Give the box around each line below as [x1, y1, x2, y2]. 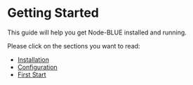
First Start [17, 70, 47, 79]
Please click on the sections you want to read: [7, 41, 140, 50]
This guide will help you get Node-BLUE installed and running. [7, 28, 187, 37]
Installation [17, 55, 50, 64]
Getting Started [7, 5, 100, 21]
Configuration [17, 63, 58, 71]
